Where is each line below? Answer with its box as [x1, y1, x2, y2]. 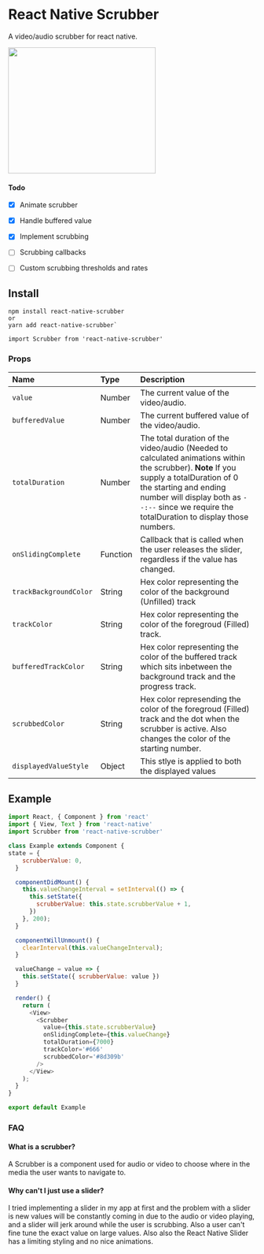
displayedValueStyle [12, 761, 89, 770]
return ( [22, 1001, 51, 1010]
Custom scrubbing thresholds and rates [19, 263, 148, 273]
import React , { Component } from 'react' [8, 813, 149, 821]
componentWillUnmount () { [15, 936, 101, 944]
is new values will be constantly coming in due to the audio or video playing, [8, 1211, 255, 1221]
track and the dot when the [140, 713, 240, 724]
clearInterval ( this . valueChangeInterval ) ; [22, 943, 163, 951]
